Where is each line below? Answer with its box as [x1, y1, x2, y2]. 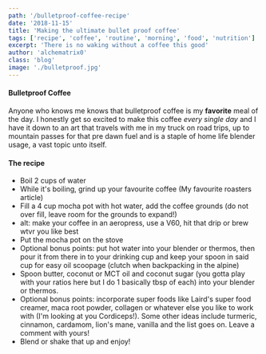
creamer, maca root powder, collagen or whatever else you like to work [19, 303, 254, 313]
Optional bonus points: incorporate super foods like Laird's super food [19, 294, 252, 304]
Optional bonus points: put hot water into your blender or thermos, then [19, 244, 256, 254]
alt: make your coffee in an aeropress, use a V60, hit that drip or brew [19, 218, 249, 228]
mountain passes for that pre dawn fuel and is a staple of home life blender [8, 131, 256, 140]
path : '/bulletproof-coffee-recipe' [8, 11, 130, 20]
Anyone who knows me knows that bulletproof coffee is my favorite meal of [8, 105, 259, 116]
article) [19, 193, 44, 203]
